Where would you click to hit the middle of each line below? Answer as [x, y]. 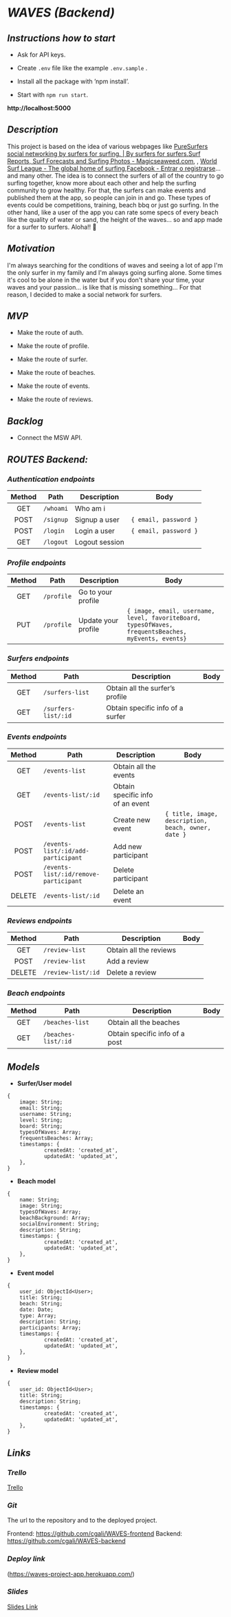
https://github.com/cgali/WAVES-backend [66, 1541]
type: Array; [38, 1316]
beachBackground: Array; [55, 1218]
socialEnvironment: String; [59, 1224]
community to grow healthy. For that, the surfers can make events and [107, 190]
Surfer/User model [44, 1084]
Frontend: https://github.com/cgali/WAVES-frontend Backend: [95, 1534]
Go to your [95, 592]
